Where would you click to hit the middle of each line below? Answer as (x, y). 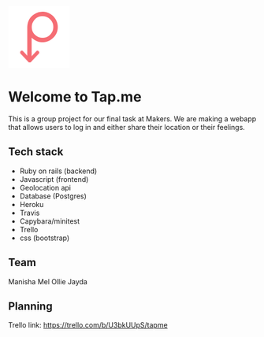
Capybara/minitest (50, 221)
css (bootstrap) (45, 238)
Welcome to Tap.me (75, 97)
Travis (30, 213)
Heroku (32, 204)
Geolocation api (45, 187)
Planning (30, 306)
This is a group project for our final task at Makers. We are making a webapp (132, 119)
